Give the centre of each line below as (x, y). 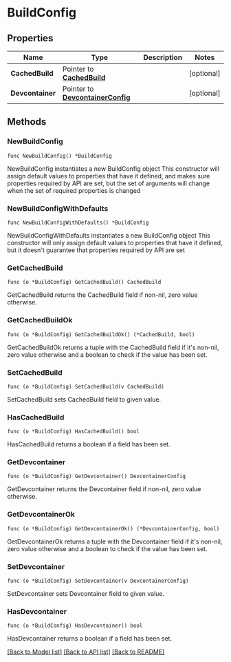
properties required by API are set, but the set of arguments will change (109, 183)
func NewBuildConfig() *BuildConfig (59, 156)
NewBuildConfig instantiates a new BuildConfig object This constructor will (113, 168)
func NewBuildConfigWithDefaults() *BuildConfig (78, 223)
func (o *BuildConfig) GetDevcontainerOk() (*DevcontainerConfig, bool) (113, 528)
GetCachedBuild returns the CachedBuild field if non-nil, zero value (102, 295)
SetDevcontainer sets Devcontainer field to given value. (86, 594)
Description (163, 58)
